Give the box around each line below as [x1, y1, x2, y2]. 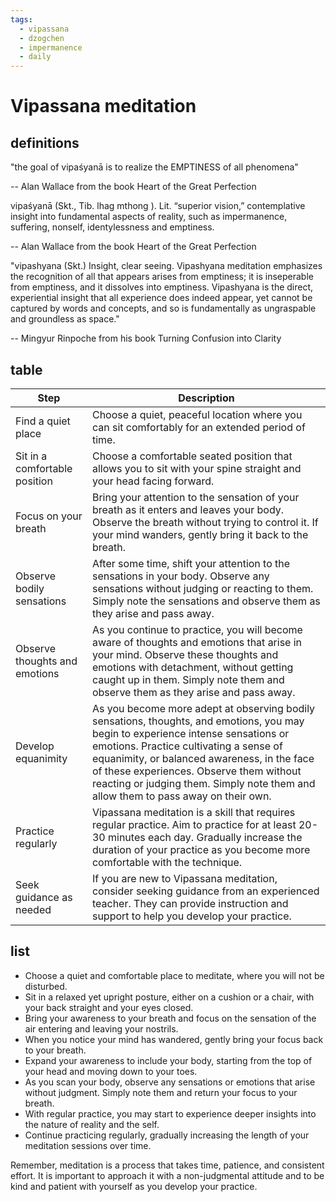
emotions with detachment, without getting [91, 660, 294, 674]
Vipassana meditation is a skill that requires [91, 805, 296, 819]
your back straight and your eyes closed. [24, 1001, 194, 1013]
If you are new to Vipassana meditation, [91, 871, 278, 885]
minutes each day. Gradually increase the [108, 830, 303, 844]
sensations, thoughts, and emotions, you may [91, 714, 305, 728]
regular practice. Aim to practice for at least [91, 817, 297, 831]
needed [15, 902, 52, 916]
